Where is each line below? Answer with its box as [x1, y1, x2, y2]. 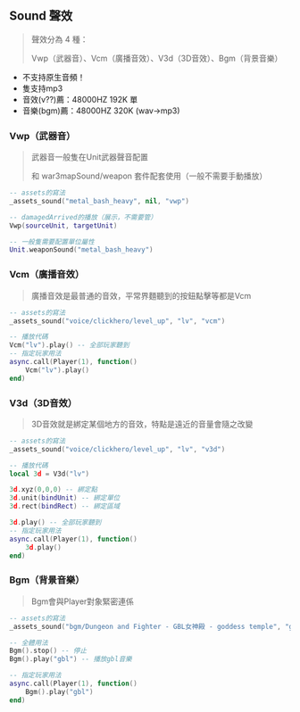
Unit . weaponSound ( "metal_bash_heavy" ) [9, 245, 154, 254]
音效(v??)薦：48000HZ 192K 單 [21, 94, 138, 104]
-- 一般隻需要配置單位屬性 [9, 237, 96, 246]
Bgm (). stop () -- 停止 [9, 646, 87, 656]
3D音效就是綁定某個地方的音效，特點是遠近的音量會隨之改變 [30, 418, 254, 429]
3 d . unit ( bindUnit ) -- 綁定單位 [9, 493, 121, 502]
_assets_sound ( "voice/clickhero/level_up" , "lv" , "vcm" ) [9, 316, 226, 326]
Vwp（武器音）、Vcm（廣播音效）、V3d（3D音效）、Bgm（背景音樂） [30, 53, 283, 63]
